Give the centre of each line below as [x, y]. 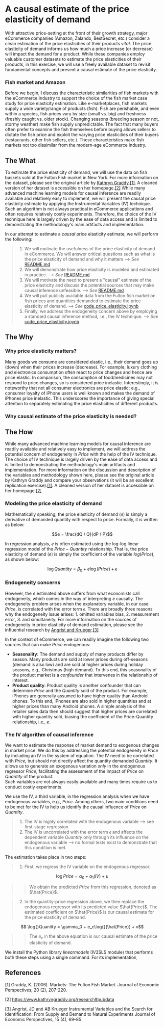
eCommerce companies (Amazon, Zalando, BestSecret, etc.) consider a [78, 38]
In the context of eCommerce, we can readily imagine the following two [77, 639]
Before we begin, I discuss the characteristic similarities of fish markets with [82, 93]
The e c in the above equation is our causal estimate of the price [93, 937]
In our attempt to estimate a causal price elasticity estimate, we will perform [82, 234]
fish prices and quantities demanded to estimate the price [82, 301]
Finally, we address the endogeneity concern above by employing [91, 311]
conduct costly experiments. [34, 787]
